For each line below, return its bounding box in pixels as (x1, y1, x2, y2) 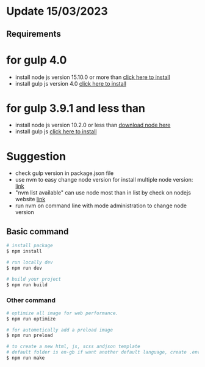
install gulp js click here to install (15, 128, 97, 135)
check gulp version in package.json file (15, 169, 114, 177)
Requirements (6, 29, 61, 39)
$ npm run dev (6, 265, 43, 271)
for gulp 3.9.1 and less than (6, 101, 145, 115)
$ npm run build (6, 281, 48, 288)
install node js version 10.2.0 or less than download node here (15, 121, 171, 129)
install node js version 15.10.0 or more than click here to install (15, 73, 171, 81)
